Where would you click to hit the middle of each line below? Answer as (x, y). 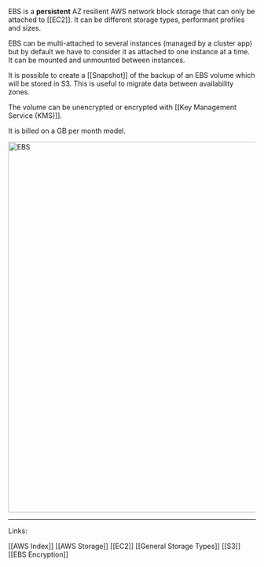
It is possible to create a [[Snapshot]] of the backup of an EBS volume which (132, 75)
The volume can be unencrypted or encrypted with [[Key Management (123, 107)
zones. (19, 92)
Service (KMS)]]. (35, 116)
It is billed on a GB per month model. (67, 131)
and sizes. (25, 28)
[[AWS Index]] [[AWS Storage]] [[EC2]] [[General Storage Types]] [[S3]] (125, 546)
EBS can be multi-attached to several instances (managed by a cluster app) (130, 43)
